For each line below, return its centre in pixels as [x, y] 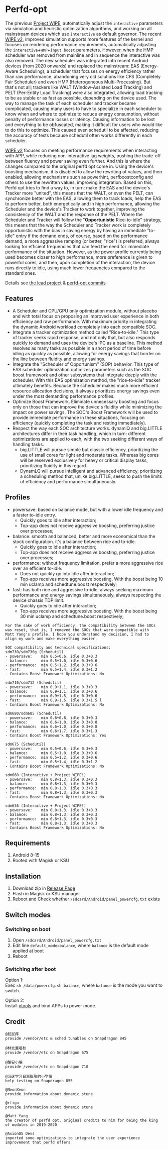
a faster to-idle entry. [34, 515]
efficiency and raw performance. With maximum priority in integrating [85, 321]
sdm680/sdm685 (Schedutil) [33, 713]
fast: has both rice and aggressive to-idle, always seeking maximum [83, 589]
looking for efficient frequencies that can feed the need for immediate [77, 246]
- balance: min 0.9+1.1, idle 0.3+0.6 [51, 691]
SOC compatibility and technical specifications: [58, 647]
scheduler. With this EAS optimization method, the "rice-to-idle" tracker [86, 380]
